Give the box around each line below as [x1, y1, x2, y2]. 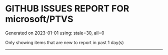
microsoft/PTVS [5, 13, 73, 25]
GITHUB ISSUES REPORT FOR [5, 3, 129, 14]
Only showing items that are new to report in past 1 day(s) [5, 39, 124, 45]
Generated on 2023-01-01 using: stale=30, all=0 [5, 30, 104, 36]
